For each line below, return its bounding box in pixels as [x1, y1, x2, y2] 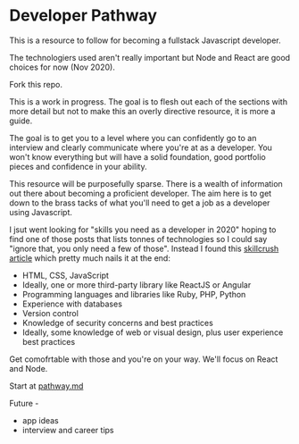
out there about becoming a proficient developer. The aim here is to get [9, 188, 272, 198]
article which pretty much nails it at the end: [9, 252, 171, 264]
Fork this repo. [9, 79, 62, 89]
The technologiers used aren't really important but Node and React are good [9, 52, 291, 63]
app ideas [21, 415, 60, 425]
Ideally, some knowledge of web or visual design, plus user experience [21, 327, 284, 338]
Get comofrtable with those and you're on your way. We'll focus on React [9, 354, 278, 364]
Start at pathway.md [9, 381, 84, 391]
